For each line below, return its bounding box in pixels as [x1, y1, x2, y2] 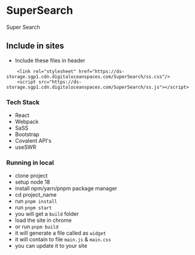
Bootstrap [14, 131, 40, 138]
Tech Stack [6, 98, 40, 106]
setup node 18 [14, 178, 50, 186]
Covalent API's [14, 137, 52, 145]
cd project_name [14, 191, 57, 199]
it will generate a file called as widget [14, 229, 106, 237]
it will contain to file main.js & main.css [14, 236, 112, 243]
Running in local [6, 158, 54, 167]
